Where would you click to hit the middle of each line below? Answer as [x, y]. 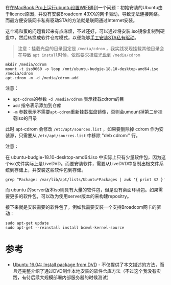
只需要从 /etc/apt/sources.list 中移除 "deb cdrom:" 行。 [79, 135]
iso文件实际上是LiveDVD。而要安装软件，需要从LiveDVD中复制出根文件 [84, 163]
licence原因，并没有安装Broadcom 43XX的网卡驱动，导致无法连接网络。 [86, 14]
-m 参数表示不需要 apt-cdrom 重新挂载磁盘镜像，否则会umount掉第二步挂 [88, 112]
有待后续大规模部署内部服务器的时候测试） [66, 277]
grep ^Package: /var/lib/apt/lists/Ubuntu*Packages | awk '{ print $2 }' [86, 180]
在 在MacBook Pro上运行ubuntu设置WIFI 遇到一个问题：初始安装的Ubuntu [82, 7]
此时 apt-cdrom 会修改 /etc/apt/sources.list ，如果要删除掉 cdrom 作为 [82, 129]
